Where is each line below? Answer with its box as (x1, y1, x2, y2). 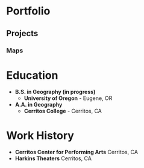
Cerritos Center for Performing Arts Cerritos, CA (14, 149, 139, 156)
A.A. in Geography (14, 101, 63, 108)
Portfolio (6, 4, 51, 18)
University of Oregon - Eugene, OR (23, 95, 113, 102)
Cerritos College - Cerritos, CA (23, 107, 102, 115)
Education (6, 68, 58, 82)
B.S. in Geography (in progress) (14, 89, 96, 96)
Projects (6, 28, 39, 39)
